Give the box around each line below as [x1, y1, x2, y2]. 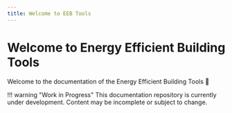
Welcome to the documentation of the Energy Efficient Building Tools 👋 [7, 77, 210, 85]
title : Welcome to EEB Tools [7, 10, 91, 17]
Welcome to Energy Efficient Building [7, 39, 226, 55]
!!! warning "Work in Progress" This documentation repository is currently [7, 90, 217, 99]
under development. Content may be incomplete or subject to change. [7, 98, 208, 106]
